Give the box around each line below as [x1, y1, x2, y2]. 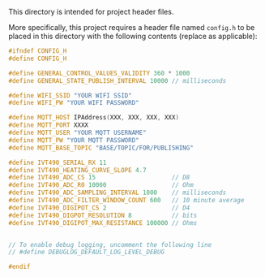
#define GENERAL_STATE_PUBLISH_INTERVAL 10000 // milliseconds [8, 76, 227, 84]
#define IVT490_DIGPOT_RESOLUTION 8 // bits [8, 211, 198, 219]
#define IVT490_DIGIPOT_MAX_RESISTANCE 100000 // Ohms [8, 219, 198, 227]
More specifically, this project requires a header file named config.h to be [8, 23, 255, 32]
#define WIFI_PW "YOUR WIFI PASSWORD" [8, 99, 139, 107]
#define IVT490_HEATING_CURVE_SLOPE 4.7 [8, 166, 147, 174]
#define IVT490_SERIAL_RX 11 [8, 158, 107, 167]
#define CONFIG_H [8, 54, 67, 63]
